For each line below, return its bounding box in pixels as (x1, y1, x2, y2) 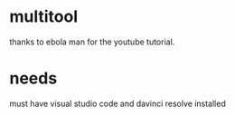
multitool (9, 6, 79, 27)
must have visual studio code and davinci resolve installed (9, 98, 226, 109)
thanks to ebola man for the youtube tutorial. (9, 36, 175, 47)
